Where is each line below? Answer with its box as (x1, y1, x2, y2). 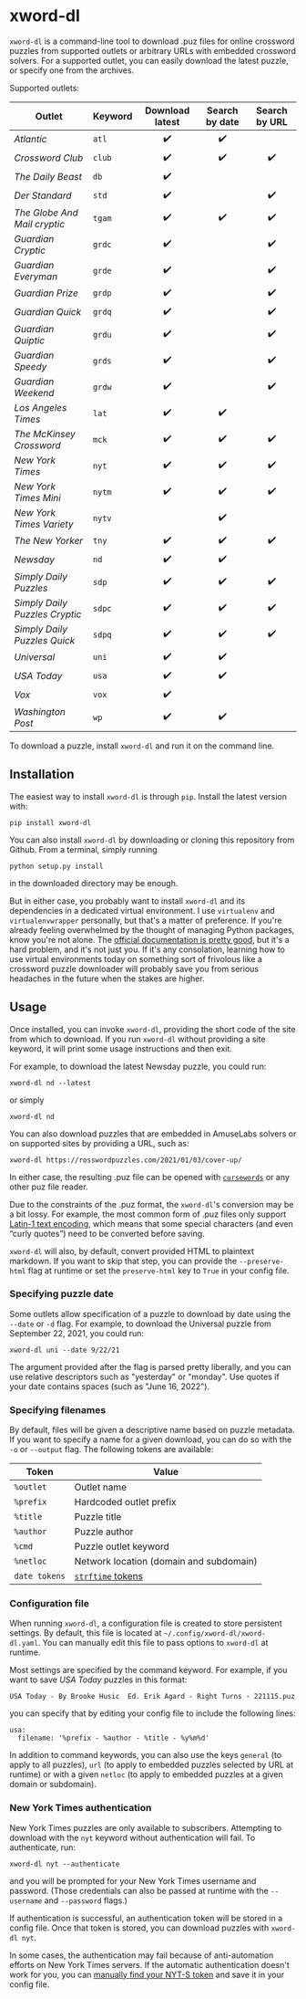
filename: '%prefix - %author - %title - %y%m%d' (17, 1733, 209, 1743)
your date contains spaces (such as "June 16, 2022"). (9, 1380, 210, 1392)
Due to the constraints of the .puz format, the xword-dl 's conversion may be (9, 1198, 294, 1209)
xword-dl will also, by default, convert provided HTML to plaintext (9, 1245, 255, 1256)
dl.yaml (9, 1639, 39, 1648)
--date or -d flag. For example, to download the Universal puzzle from (9, 1318, 271, 1329)
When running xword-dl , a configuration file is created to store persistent (9, 1617, 282, 1629)
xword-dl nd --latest (9, 1078, 92, 1087)
